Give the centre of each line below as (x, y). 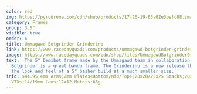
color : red (19, 11)
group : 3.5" (21, 28)
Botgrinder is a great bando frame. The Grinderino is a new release (98, 66)
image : (14, 55)
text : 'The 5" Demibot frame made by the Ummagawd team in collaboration (98, 60)
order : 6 (17, 39)
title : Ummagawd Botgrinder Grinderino (55, 44)
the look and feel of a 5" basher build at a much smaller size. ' (96, 71)
